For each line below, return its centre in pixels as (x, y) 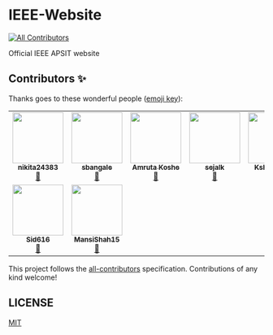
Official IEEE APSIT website (54, 53)
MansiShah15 (97, 239)
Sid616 (38, 239)
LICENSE (31, 303)
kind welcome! (33, 277)
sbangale (97, 167)
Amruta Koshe (156, 167)
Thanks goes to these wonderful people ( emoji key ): (96, 98)
